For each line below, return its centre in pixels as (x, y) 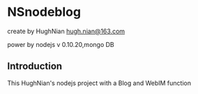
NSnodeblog (44, 12)
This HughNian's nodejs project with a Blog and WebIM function (99, 83)
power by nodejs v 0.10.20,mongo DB (61, 44)
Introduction (35, 66)
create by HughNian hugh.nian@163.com (66, 31)
